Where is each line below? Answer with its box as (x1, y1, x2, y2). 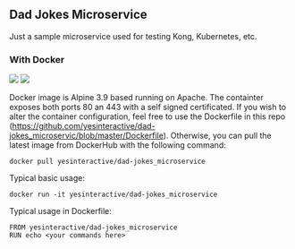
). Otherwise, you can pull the (163, 130, 272, 142)
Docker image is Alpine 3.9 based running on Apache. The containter (9, 92, 264, 103)
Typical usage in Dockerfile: (9, 206, 112, 217)
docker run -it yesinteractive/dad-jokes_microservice (9, 190, 218, 200)
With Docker (9, 53, 65, 65)
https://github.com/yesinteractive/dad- (12, 121, 156, 132)
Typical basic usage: (9, 173, 85, 184)
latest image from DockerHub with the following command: (9, 140, 226, 150)
